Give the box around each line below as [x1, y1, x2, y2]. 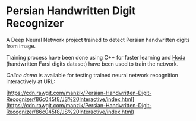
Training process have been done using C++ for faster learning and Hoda [6, 54, 186, 61]
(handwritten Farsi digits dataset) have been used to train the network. [6, 60, 179, 67]
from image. [6, 42, 36, 50]
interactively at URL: [6, 78, 56, 85]
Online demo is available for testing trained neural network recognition [6, 71, 178, 79]
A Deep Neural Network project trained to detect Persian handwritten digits [6, 36, 190, 43]
